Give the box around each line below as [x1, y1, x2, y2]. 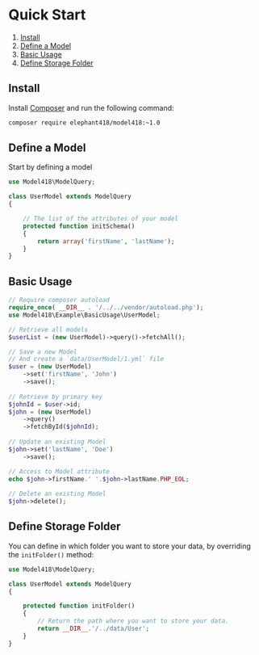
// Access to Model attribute [8, 467, 111, 476]
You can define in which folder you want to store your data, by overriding [8, 541, 252, 551]
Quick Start [8, 6, 86, 24]
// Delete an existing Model [8, 490, 107, 498]
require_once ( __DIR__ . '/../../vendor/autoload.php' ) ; [8, 304, 204, 312]
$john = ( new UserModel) [8, 408, 92, 416]
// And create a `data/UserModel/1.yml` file [8, 355, 164, 363]
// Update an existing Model [8, 438, 107, 446]
